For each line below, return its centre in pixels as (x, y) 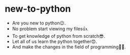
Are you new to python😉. (39, 23)
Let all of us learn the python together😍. (55, 41)
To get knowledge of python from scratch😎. (58, 36)
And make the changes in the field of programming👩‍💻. (69, 47)
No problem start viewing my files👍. (50, 29)
